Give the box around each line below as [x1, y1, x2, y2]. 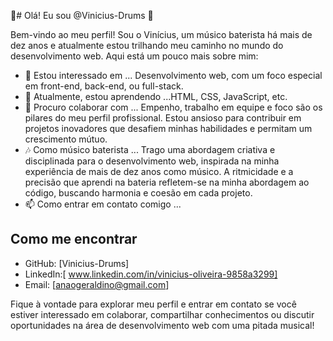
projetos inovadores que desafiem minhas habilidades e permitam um [24, 123, 313, 134]
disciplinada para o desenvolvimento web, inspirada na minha [24, 155, 280, 167]
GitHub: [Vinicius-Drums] [24, 257, 130, 269]
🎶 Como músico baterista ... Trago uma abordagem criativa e [24, 144, 276, 155]
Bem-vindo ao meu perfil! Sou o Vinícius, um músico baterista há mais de [10, 29, 313, 40]
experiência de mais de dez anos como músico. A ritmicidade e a [24, 166, 294, 177]
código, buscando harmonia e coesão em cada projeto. [24, 187, 253, 199]
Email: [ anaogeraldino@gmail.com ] [24, 278, 170, 290]
